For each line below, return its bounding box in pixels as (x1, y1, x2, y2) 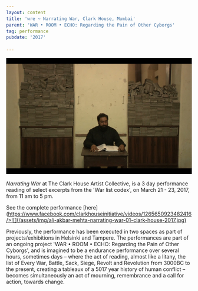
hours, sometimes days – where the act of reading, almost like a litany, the (6, 253, 186, 260)
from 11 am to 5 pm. (6, 192, 54, 200)
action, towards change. (6, 278, 65, 285)
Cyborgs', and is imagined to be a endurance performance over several (6, 247, 180, 254)
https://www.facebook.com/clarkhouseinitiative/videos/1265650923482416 (8, 210, 192, 217)
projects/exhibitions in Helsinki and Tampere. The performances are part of (6, 234, 189, 241)
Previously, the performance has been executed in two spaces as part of (6, 228, 183, 235)
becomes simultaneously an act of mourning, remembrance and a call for (6, 272, 184, 279)
